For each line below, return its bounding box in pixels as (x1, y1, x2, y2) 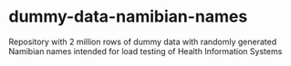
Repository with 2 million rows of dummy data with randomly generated (8, 36, 277, 47)
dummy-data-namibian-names (8, 6, 248, 27)
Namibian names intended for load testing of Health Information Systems (8, 45, 283, 56)
